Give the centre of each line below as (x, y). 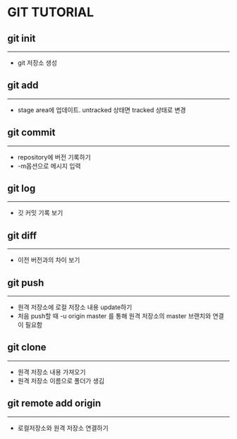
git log (22, 189)
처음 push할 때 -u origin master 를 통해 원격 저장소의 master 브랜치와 (114, 316)
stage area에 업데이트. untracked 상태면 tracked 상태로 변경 (102, 109)
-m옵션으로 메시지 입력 (49, 166)
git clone (27, 348)
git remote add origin (54, 403)
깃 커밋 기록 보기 (40, 213)
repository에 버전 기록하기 (54, 157)
